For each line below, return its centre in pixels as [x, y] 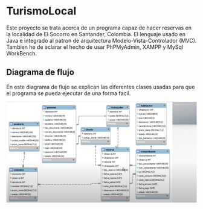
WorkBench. [22, 53]
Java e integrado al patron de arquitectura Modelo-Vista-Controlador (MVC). [101, 40]
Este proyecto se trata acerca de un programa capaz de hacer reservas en [99, 28]
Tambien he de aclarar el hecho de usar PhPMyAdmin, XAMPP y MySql [95, 47]
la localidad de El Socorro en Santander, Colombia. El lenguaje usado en [96, 34]
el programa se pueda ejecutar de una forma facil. [69, 93]
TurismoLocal [41, 11]
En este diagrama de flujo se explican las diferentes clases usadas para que [101, 87]
